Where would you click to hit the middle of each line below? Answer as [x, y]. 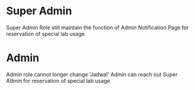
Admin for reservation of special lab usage [58, 80]
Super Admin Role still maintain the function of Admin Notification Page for [97, 27]
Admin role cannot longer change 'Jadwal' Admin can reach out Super [92, 74]
